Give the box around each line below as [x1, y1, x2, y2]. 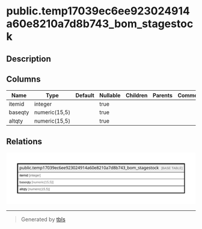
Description [6, 53, 51, 64]
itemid [8, 100, 25, 108]
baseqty [8, 109, 29, 116]
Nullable [99, 91, 121, 99]
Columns [6, 74, 41, 84]
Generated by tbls [20, 216, 66, 223]
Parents [152, 91, 173, 99]
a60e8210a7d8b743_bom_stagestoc [6, 17, 194, 31]
